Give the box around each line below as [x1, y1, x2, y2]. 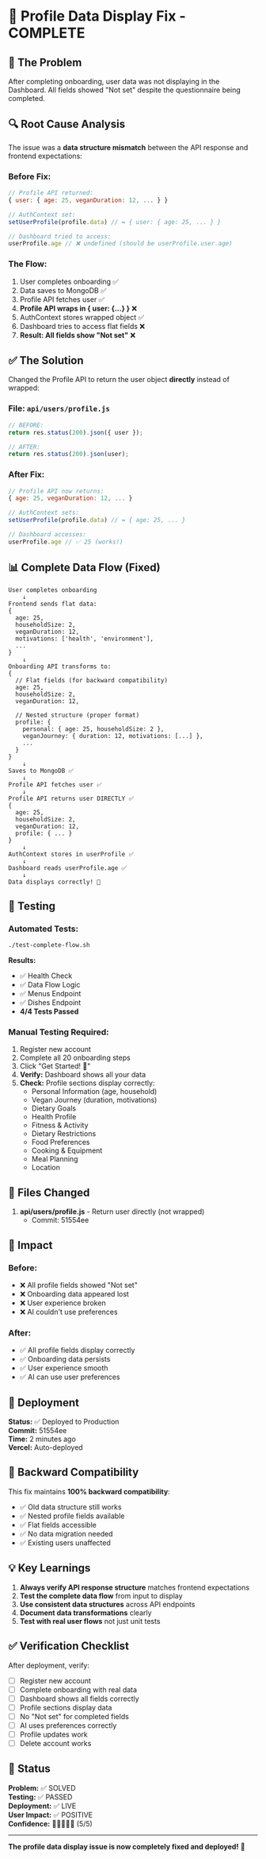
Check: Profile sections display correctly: [19, 1078, 155, 1088]
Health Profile [31, 1112, 77, 1122]
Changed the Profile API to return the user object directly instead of [8, 375, 230, 385]
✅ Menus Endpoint [19, 989, 82, 999]
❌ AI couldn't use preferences [19, 1307, 118, 1316]
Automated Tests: [8, 923, 79, 934]
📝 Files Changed [8, 1185, 90, 1199]
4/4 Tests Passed [19, 1007, 79, 1016]
